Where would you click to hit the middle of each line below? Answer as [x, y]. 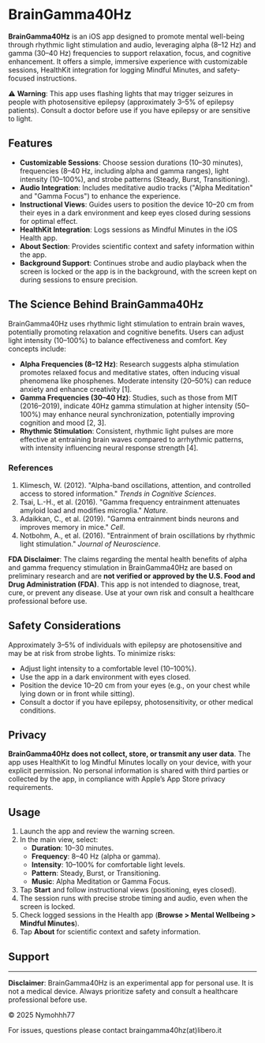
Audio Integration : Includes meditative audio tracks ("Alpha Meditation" [136, 188]
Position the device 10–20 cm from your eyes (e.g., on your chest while [135, 685]
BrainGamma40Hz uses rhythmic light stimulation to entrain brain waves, [127, 323]
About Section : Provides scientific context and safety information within [137, 246]
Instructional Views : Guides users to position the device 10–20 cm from [137, 204]
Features [30, 143]
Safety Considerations [65, 626]
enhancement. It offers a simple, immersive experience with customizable [128, 61]
